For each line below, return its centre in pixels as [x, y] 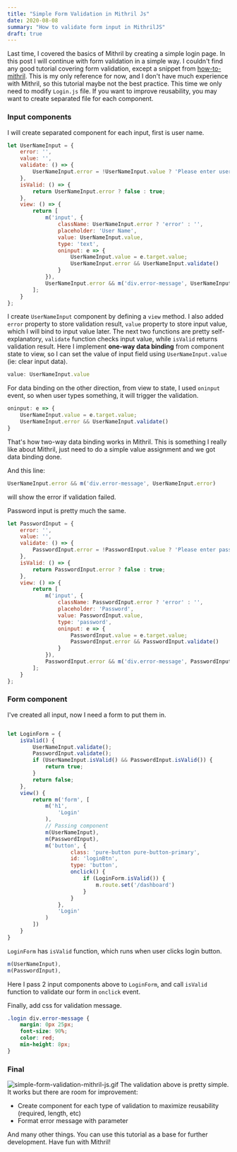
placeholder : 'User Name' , [97, 230]
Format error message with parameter [73, 1121]
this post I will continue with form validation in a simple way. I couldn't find [115, 61]
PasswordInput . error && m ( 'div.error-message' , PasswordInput [138, 662]
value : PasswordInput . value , [100, 616]
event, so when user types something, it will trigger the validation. [103, 396]
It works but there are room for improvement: [73, 1092]
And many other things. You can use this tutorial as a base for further [108, 1134]
